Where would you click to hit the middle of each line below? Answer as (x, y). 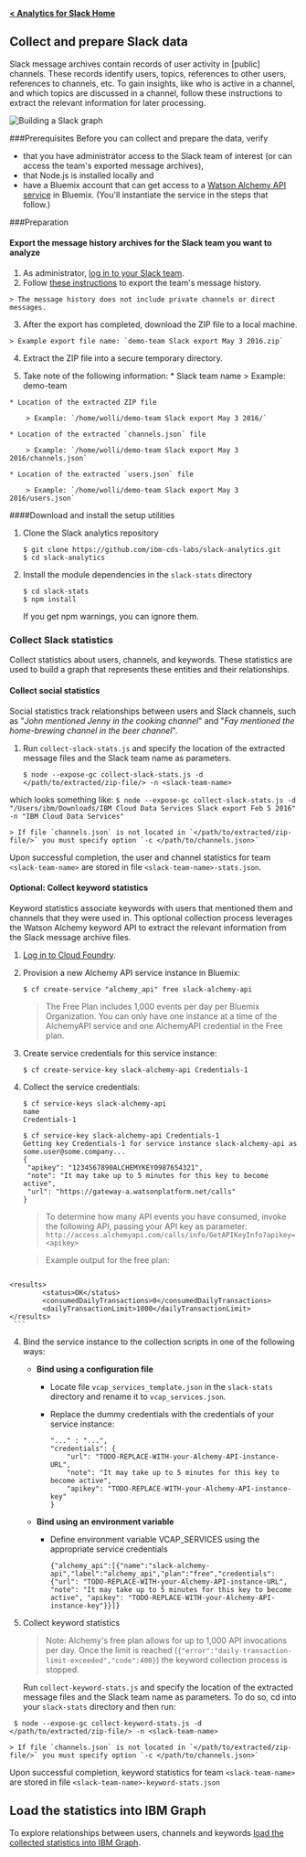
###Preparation (39, 222)
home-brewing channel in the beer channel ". (94, 730)
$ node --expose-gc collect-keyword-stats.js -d (108, 1723)
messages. (28, 308)
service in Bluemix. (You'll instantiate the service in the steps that (145, 195)
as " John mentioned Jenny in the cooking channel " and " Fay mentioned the (152, 720)
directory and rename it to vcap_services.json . (138, 1396)
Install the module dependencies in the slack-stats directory (137, 575)
